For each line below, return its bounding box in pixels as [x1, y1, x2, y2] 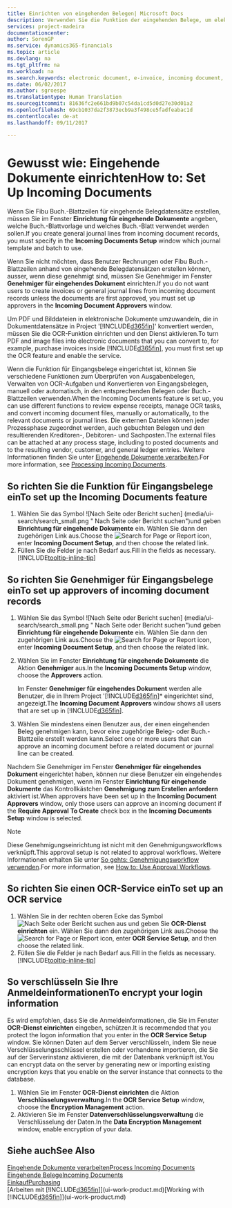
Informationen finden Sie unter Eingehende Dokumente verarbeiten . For [7, 453, 209, 462]
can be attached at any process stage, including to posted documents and [7, 438, 219, 446]
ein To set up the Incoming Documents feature [7, 491, 208, 503]
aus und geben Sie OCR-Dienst [116, 919, 206, 927]
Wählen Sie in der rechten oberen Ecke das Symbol [17, 912, 164, 920]
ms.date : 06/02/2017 [7, 81, 67, 88]
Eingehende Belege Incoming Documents [7, 1171, 124, 1179]
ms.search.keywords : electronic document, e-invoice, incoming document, [7, 74, 224, 82]
